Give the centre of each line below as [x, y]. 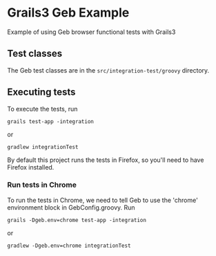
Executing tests [41, 92]
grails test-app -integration [51, 121]
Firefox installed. [31, 167]
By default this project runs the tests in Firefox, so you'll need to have [106, 160]
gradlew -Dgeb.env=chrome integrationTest [69, 246]
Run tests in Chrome [42, 185]
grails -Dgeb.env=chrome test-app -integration [77, 220]
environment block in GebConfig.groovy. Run [71, 207]
